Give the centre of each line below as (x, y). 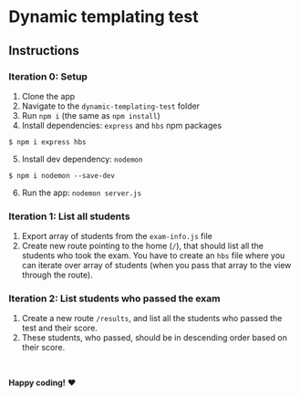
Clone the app (48, 96)
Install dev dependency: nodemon (82, 159)
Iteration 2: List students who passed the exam (114, 298)
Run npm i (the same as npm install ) (91, 115)
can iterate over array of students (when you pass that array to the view (156, 266)
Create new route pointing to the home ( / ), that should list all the (142, 246)
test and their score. (59, 328)
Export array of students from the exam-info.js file (117, 236)
